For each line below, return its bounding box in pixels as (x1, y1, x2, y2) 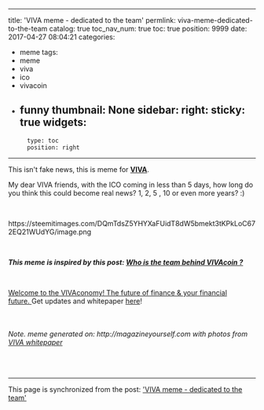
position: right (27, 143, 80, 152)
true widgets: (19, 115, 87, 130)
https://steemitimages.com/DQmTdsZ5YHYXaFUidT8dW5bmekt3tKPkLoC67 (8, 218, 256, 228)
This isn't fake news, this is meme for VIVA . (8, 164, 149, 174)
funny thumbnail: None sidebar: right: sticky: (19, 104, 246, 117)
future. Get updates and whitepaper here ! (8, 296, 143, 306)
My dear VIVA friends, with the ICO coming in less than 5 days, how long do (8, 180, 254, 189)
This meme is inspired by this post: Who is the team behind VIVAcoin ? (8, 257, 244, 267)
